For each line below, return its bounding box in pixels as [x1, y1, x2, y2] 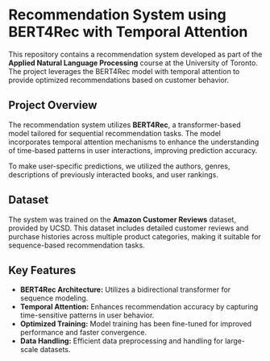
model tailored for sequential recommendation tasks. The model [8, 128, 222, 138]
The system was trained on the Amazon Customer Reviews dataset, [8, 214, 236, 224]
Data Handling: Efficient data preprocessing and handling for [19, 336, 223, 346]
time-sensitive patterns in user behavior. [19, 310, 155, 320]
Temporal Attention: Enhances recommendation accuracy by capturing [19, 302, 259, 312]
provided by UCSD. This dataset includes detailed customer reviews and [8, 223, 249, 233]
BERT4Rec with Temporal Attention [8, 23, 248, 41]
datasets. [39, 345, 71, 355]
